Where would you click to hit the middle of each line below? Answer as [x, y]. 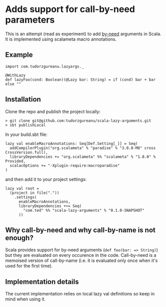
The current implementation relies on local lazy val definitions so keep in [80, 294]
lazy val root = [22, 188]
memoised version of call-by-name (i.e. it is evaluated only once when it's [81, 261]
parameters [30, 20]
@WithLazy [16, 75]
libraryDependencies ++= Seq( [50, 206]
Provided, [16, 161]
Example [19, 55]
